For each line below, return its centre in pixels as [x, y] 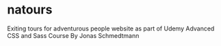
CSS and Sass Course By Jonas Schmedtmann [73, 35]
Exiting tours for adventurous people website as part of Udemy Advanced [111, 28]
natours [30, 10]
